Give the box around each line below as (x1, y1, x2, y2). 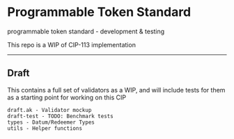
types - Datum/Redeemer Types (7, 119, 95, 126)
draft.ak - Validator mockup (7, 106, 92, 113)
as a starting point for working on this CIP (7, 93, 127, 101)
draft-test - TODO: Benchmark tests (7, 113, 114, 120)
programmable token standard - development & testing (7, 27, 165, 35)
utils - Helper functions (7, 124, 82, 132)
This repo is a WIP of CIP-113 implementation (7, 40, 136, 49)
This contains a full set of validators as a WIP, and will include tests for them (7, 85, 226, 94)
